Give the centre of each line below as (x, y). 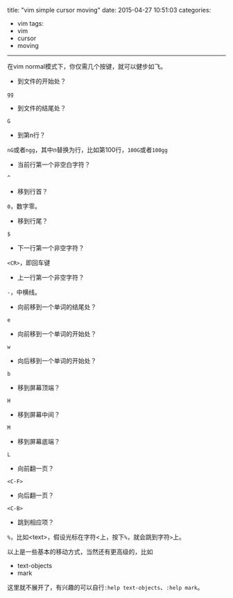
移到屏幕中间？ (38, 415)
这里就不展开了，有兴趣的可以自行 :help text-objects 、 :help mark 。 (105, 587)
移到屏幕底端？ (38, 441)
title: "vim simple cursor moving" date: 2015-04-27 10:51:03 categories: (109, 10)
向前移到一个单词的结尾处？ (57, 307)
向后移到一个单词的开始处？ (57, 361)
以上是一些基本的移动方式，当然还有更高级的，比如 (80, 552)
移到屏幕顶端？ (38, 388)
